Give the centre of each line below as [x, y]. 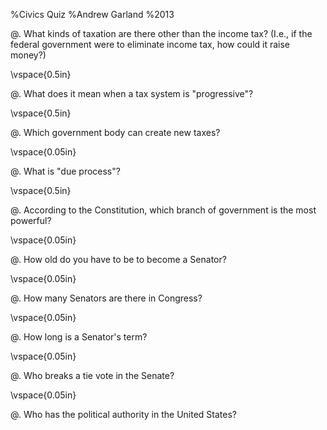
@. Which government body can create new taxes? [115, 132]
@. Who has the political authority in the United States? [123, 414]
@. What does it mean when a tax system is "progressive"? [132, 93]
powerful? [31, 220]
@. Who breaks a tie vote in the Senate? [92, 375]
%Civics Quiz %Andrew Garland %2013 [92, 14]
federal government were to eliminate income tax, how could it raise [150, 44]
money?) [28, 55]
